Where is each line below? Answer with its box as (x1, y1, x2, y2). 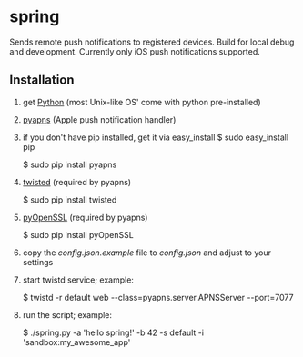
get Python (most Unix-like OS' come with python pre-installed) (22, 96, 261, 107)
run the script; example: (22, 309, 112, 320)
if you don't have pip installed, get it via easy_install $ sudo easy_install (22, 132, 289, 143)
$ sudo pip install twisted (22, 193, 117, 205)
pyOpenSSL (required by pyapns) (22, 212, 148, 223)
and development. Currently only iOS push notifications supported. (9, 45, 261, 56)
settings (22, 256, 54, 267)
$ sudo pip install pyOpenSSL (22, 229, 134, 240)
